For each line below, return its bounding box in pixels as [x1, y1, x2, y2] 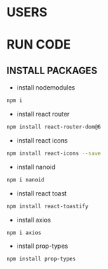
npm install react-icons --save [6, 150, 101, 157]
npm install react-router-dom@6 [6, 124, 101, 131]
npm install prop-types [6, 256, 76, 263]
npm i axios [6, 229, 41, 237]
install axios [16, 215, 51, 224]
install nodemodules [16, 83, 75, 92]
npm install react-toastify [6, 203, 89, 210]
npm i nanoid [6, 176, 45, 184]
